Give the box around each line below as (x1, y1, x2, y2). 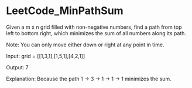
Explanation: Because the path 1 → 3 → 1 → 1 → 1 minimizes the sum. (6, 75, 172, 82)
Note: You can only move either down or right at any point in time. (6, 41, 165, 48)
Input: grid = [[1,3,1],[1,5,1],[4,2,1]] (6, 52, 85, 59)
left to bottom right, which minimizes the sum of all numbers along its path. (6, 29, 186, 36)
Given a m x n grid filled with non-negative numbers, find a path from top (6, 23, 182, 31)
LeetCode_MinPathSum (6, 4, 124, 18)
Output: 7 (6, 63, 29, 71)
